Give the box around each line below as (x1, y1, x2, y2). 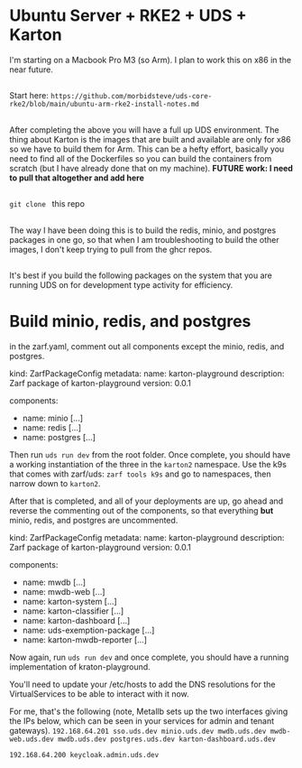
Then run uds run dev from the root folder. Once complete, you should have (9, 449, 291, 460)
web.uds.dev (9, 735, 54, 744)
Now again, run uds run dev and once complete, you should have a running (9, 652, 289, 662)
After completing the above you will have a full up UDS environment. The (9, 124, 279, 135)
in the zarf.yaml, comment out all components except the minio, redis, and (9, 340, 285, 352)
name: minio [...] (22, 412, 84, 423)
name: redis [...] (22, 421, 82, 433)
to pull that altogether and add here (9, 172, 144, 183)
